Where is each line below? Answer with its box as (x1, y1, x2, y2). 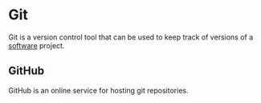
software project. (8, 40, 65, 50)
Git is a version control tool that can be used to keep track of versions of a (8, 32, 254, 42)
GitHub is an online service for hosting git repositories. (8, 85, 189, 95)
